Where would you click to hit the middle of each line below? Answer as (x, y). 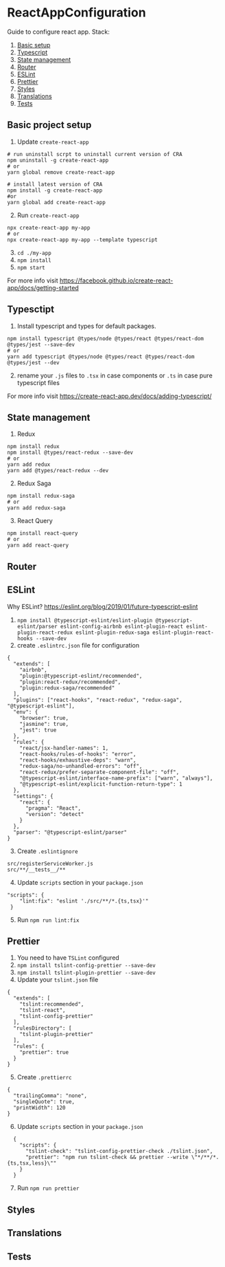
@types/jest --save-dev (41, 344)
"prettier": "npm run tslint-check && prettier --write (107, 1157)
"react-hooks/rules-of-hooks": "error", (78, 754)
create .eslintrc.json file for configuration (78, 645)
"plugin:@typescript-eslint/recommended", (81, 676)
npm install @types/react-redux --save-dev (70, 453)
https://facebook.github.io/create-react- (116, 280)
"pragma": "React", (53, 808)
